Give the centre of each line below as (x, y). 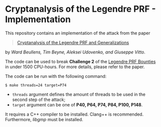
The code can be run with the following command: (56, 76)
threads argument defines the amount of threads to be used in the (79, 94)
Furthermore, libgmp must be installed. (44, 119)
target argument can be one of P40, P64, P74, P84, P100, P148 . (77, 104)
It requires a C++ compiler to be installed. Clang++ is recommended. (74, 114)
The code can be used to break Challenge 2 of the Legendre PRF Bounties (80, 61)
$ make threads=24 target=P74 (36, 85)
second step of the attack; (39, 100)
